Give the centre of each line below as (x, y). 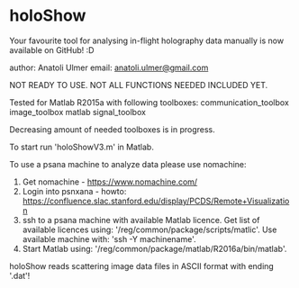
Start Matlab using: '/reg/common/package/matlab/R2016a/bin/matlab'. (154, 248)
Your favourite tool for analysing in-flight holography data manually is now (147, 40)
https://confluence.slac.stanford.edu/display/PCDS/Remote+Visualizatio (156, 201)
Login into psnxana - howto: (74, 191)
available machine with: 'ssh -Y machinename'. (109, 238)
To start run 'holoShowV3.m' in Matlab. (82, 147)
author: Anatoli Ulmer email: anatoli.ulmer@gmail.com (109, 67)
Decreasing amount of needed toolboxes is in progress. (112, 129)
